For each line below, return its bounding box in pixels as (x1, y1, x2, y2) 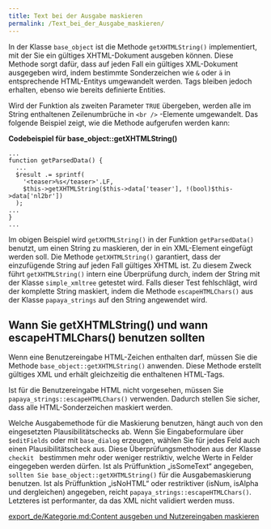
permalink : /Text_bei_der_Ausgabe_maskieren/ (8, 19, 164, 28)
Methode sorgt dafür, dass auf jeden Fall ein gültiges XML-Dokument (8, 58, 239, 69)
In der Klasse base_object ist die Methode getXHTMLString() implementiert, (8, 41, 257, 51)
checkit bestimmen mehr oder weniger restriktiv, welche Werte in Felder (8, 453, 253, 462)
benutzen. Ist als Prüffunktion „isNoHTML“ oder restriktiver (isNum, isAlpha (8, 479, 259, 488)
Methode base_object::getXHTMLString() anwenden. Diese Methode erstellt (8, 361, 261, 371)
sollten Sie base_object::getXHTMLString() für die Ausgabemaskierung (8, 470, 252, 480)
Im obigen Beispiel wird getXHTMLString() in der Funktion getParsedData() (8, 234, 255, 244)
